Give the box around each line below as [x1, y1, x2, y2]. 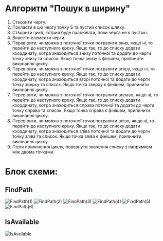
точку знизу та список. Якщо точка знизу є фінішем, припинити [12, 55, 144, 61]
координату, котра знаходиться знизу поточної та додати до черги [12, 50, 151, 56]
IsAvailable [5, 218, 39, 226]
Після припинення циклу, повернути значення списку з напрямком [12, 144, 152, 150]
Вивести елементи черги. [12, 35, 66, 41]
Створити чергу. [12, 19, 47, 25]
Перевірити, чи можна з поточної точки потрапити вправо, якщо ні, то [12, 91, 159, 98]
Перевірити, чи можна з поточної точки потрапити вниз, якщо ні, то [12, 40, 153, 45]
